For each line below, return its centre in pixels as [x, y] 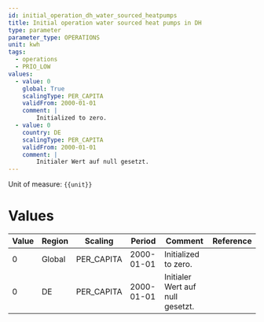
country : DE [42, 132]
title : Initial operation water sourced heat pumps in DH [105, 23]
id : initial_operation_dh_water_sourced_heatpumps [93, 15]
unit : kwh [24, 45]
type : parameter [35, 30]
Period [143, 241]
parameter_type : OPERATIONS [54, 37]
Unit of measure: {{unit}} [50, 184]
